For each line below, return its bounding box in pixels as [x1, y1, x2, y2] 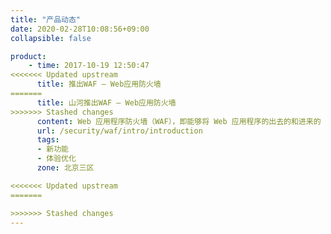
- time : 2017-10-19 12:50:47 [28, 61, 150, 71]
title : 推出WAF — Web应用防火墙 [36, 79, 162, 90]
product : [10, 51, 47, 61]
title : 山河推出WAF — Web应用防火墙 [36, 97, 177, 108]
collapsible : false [10, 33, 92, 43]
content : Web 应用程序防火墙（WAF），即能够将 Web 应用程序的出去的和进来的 [36, 116, 322, 126]
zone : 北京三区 [36, 163, 95, 173]
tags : [36, 135, 60, 145]
